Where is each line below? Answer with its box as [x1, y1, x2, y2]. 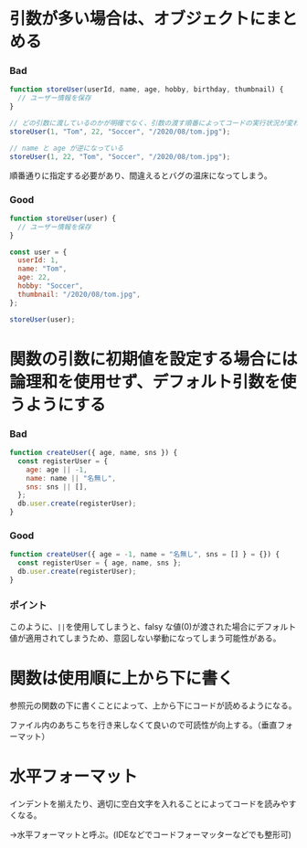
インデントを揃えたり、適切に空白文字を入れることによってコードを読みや [9, 798, 290, 809]
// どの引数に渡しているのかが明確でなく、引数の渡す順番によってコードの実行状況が [9, 119, 286, 128]
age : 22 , [17, 273, 51, 282]
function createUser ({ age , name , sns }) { [9, 449, 178, 458]
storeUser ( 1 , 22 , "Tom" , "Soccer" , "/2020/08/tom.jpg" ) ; [9, 152, 231, 161]
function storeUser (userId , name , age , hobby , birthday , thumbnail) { [9, 85, 284, 94]
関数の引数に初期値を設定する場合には [9, 348, 299, 369]
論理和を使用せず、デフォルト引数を [9, 371, 281, 392]
